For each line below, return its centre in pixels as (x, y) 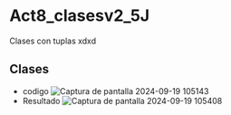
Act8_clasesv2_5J (80, 16)
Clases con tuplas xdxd (53, 41)
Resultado (41, 101)
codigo (36, 91)
